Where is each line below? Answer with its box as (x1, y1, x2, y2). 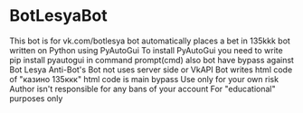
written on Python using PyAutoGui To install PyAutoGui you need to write (9, 44, 283, 55)
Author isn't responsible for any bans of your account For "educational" (9, 83, 276, 94)
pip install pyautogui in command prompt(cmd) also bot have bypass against (9, 54, 294, 65)
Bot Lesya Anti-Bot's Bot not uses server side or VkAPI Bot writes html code (9, 64, 293, 75)
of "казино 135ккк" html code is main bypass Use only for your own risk (9, 73, 279, 84)
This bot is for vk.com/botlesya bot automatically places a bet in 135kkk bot (9, 35, 291, 46)
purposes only (9, 92, 63, 104)
